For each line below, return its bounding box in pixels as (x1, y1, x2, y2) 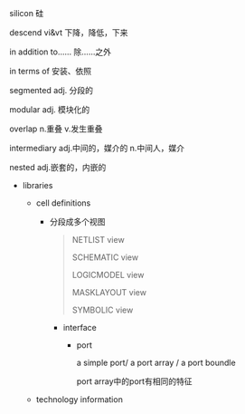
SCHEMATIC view (71, 252, 138, 263)
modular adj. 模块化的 (9, 104, 90, 115)
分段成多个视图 (49, 217, 106, 226)
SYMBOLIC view (71, 304, 134, 315)
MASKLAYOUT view (71, 287, 147, 297)
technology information (35, 394, 124, 405)
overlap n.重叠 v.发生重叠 (9, 123, 103, 134)
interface (62, 323, 97, 332)
